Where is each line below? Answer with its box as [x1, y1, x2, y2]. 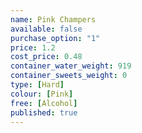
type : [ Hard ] [10, 80, 65, 90]
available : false [10, 24, 83, 34]
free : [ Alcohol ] [10, 98, 78, 108]
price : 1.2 [10, 42, 56, 53]
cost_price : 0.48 [10, 52, 83, 62]
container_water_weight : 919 [10, 61, 132, 71]
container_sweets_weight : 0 [10, 71, 128, 81]
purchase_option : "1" [10, 33, 101, 43]
